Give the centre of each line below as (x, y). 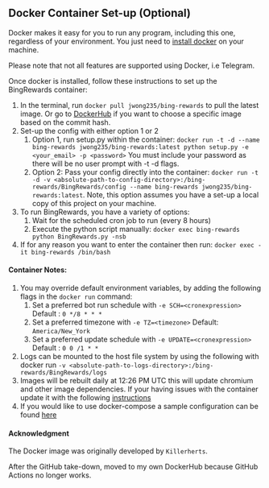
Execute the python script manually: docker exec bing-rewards (136, 229)
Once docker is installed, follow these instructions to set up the (113, 81)
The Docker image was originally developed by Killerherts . (108, 451)
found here (38, 415)
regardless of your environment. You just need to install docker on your (126, 41)
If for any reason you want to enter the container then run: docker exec (137, 244)
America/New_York (61, 332)
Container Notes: (37, 270)
